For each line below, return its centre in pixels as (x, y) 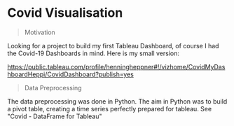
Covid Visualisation (65, 13)
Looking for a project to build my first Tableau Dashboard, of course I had (113, 45)
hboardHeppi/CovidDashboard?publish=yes (71, 74)
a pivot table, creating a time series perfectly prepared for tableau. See (110, 108)
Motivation (40, 32)
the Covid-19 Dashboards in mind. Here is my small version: (94, 53)
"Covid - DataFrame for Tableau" (55, 116)
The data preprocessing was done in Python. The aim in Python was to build (117, 101)
